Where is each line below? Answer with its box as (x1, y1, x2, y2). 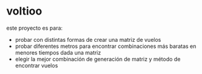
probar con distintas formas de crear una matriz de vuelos (15, 36, 161, 43)
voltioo (6, 4, 43, 18)
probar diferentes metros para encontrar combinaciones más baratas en (15, 42, 197, 50)
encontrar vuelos (15, 62, 58, 69)
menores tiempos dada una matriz (15, 49, 102, 56)
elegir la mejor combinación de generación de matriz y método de (15, 55, 181, 62)
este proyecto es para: (6, 24, 63, 32)
